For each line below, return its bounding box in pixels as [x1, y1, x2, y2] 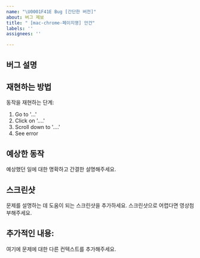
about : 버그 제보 [6, 14, 45, 20]
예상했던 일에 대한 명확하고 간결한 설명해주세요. [6, 165, 116, 173]
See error [14, 130, 39, 137]
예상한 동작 [6, 149, 45, 159]
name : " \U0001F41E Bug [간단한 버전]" [6, 8, 97, 15]
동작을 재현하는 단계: [6, 99, 54, 106]
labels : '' [6, 25, 33, 32]
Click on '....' [14, 117, 45, 124]
